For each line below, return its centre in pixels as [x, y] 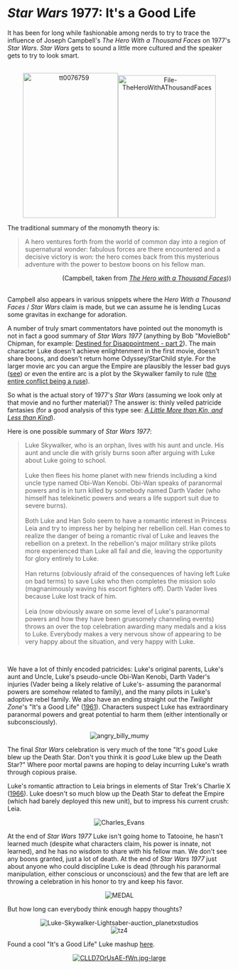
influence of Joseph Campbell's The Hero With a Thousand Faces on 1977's [119, 40]
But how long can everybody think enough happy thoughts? [95, 909]
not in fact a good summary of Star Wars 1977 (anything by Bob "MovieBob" [119, 336]
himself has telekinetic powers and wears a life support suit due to [122, 498]
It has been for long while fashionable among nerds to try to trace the [109, 33]
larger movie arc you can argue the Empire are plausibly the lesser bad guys [119, 366]
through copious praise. [42, 772]
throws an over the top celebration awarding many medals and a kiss [125, 626]
